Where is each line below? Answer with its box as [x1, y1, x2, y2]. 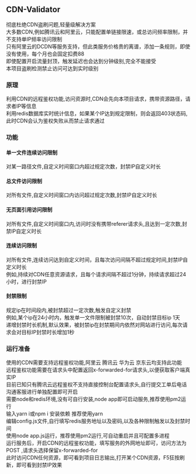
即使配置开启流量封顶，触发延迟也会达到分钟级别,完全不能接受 [6, 57, 157, 64]
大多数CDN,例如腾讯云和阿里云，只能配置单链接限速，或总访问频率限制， [6, 28, 183, 35]
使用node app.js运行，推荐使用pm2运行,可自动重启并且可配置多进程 [6, 432, 170, 439]
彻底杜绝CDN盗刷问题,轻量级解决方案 [6, 20, 96, 28]
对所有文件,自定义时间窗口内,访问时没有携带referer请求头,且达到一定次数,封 [6, 220, 187, 227]
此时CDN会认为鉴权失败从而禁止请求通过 [6, 117, 105, 125]
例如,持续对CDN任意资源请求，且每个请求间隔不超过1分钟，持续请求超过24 [6, 270, 186, 277]
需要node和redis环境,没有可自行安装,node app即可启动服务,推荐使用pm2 [6, 396, 181, 403]
